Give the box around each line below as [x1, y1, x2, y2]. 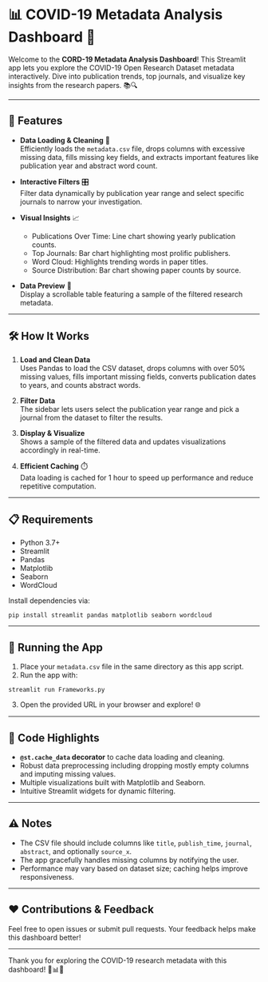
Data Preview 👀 [19, 281, 72, 290]
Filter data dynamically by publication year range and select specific [19, 188, 245, 198]
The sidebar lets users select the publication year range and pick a [19, 404, 239, 413]
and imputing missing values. [19, 769, 116, 779]
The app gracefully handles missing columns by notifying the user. [19, 855, 239, 864]
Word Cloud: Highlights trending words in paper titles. [31, 257, 209, 266]
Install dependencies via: [8, 596, 90, 605]
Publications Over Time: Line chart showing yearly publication [31, 231, 236, 241]
